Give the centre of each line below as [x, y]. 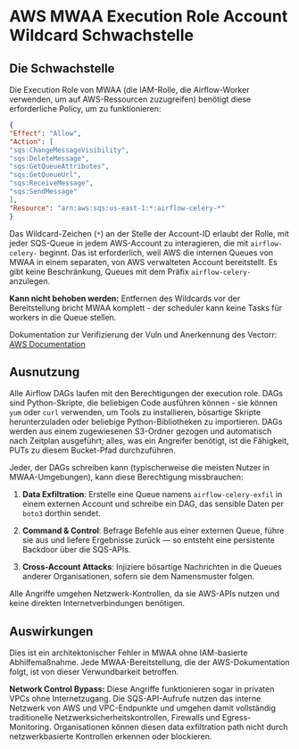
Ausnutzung [45, 372]
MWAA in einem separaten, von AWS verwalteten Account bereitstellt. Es [144, 262]
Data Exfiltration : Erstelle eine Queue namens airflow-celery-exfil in [152, 495]
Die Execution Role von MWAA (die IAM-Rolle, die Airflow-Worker [129, 90]
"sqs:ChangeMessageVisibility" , [69, 150]
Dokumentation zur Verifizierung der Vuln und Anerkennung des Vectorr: [143, 334]
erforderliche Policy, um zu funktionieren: [85, 108]
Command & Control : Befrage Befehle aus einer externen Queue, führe [153, 531]
